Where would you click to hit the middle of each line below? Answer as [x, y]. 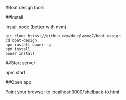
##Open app [18, 82]
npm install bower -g [28, 45]
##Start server [20, 63]
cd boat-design [21, 40]
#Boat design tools [25, 7]
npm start [15, 73]
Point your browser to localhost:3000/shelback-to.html [62, 92]
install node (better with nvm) [36, 27]
